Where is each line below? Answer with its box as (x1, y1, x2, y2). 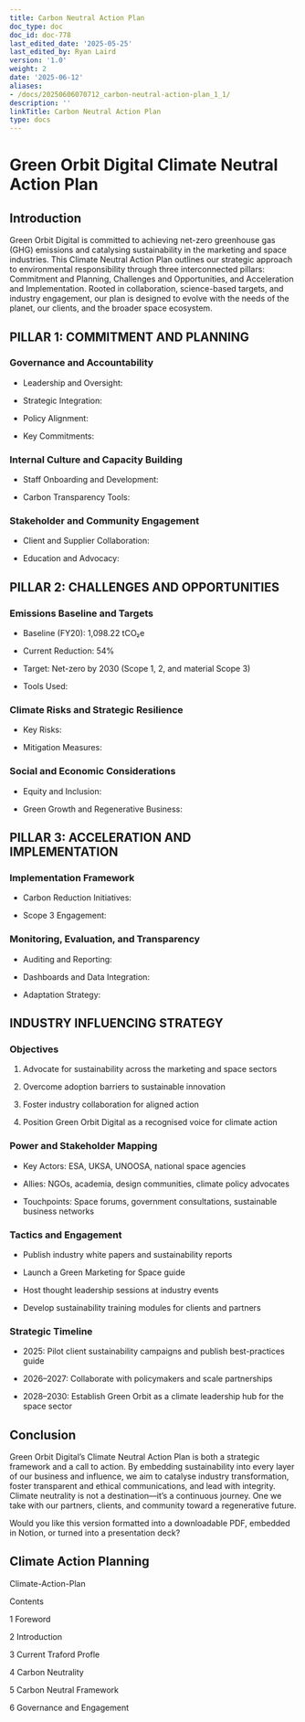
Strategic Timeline (9, 1324, 93, 1337)
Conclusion (9, 1427, 77, 1442)
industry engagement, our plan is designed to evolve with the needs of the (9, 293, 289, 304)
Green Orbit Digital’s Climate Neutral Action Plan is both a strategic (9, 1451, 260, 1462)
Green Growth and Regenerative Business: (22, 803, 183, 814)
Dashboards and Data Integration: (22, 971, 151, 983)
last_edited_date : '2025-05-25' (9, 38, 132, 48)
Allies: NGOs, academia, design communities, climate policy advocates (22, 1178, 290, 1189)
